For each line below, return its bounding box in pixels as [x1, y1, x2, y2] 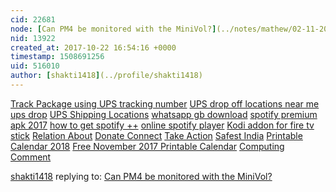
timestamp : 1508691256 [10, 52, 105, 62]
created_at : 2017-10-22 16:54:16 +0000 [10, 42, 177, 53]
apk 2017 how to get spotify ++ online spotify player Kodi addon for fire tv [10, 119, 315, 131]
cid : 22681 [10, 14, 56, 25]
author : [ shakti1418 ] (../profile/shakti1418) [10, 71, 203, 81]
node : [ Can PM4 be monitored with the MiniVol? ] [10, 24, 217, 34]
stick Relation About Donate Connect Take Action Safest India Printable [10, 129, 303, 141]
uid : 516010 [10, 61, 60, 71]
